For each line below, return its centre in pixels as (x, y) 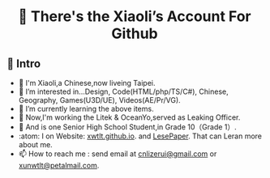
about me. (35, 144)
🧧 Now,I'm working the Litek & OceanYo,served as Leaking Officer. (129, 117)
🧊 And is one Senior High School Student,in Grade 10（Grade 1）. (128, 127)
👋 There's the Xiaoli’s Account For (135, 17)
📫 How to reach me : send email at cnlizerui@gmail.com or (118, 154)
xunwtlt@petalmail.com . (59, 165)
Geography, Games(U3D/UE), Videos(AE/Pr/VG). (99, 100)
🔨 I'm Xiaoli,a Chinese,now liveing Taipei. (87, 83)
